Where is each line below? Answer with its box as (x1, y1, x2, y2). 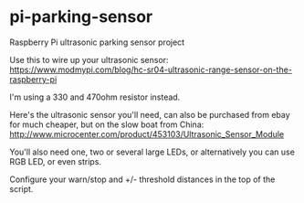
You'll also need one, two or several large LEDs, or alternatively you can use (9, 146, 295, 157)
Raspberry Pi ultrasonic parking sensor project (9, 37, 185, 48)
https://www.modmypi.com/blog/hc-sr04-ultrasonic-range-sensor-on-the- (9, 64, 292, 75)
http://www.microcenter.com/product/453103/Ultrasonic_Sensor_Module (9, 128, 285, 139)
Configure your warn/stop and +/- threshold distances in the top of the (9, 174, 276, 185)
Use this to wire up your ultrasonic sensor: (9, 54, 169, 65)
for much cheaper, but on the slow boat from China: (9, 119, 204, 130)
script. (9, 183, 34, 194)
